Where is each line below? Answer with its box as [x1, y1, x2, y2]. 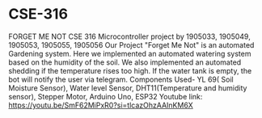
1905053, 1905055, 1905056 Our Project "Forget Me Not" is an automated [8, 40, 255, 49]
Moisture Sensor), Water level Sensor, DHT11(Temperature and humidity [8, 82, 247, 93]
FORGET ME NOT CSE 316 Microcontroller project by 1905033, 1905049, [8, 32, 251, 41]
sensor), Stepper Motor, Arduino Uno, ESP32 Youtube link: [8, 91, 203, 101]
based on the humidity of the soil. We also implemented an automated [8, 57, 242, 67]
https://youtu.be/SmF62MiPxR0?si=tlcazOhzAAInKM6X [8, 100, 194, 110]
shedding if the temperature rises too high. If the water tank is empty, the [8, 65, 252, 75]
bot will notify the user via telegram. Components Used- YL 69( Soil [8, 74, 235, 84]
